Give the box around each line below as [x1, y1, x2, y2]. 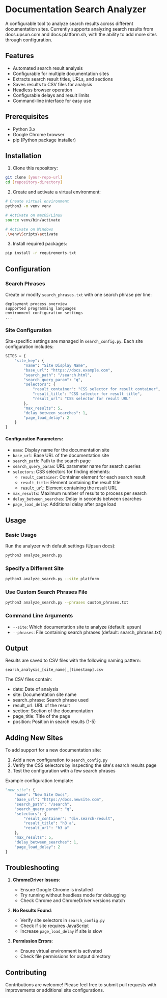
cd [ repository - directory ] [5, 180, 63, 185]
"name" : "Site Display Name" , [23, 363, 88, 368]
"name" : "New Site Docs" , [14, 792, 70, 797]
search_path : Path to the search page [12, 458, 91, 464]
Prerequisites [5, 112, 49, 121]
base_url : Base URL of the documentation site [12, 453, 109, 459]
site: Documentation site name [12, 691, 77, 697]
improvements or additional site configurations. [5, 987, 104, 993]
